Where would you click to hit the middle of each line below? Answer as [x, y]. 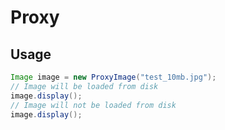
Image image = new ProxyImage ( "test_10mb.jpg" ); [113, 77]
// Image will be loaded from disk [84, 86]
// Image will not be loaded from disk [93, 105]
